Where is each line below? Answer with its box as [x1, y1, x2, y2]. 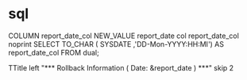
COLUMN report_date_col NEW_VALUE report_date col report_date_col [8, 31, 240, 40]
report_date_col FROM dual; [8, 48, 99, 57]
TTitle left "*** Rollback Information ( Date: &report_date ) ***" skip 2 [8, 63, 234, 72]
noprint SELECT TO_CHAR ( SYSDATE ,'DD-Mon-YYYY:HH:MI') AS [8, 39, 225, 48]
